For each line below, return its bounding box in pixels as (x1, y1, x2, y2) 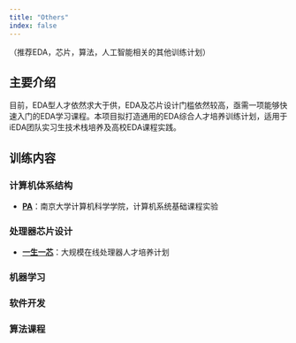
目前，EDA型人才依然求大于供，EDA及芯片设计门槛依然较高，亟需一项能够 (9, 100, 280, 111)
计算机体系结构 (9, 179, 73, 191)
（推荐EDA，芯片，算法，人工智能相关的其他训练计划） (9, 46, 210, 57)
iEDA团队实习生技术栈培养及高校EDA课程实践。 (9, 122, 181, 133)
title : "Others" (9, 12, 69, 22)
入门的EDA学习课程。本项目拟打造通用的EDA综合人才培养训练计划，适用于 (16, 111, 288, 122)
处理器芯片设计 (9, 225, 73, 237)
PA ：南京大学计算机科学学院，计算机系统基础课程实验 (21, 201, 219, 211)
